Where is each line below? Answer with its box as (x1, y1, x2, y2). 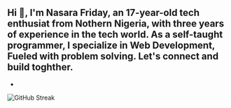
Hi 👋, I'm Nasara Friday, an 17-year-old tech (7, 7, 200, 19)
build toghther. (7, 61, 73, 73)
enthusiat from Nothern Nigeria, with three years (7, 18, 225, 30)
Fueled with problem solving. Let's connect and (7, 50, 219, 63)
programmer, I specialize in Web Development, (7, 40, 216, 52)
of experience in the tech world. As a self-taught (7, 29, 223, 40)
